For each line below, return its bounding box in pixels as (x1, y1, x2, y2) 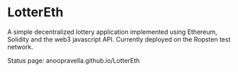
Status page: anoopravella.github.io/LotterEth (7, 56, 140, 64)
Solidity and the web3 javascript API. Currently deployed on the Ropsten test (7, 35, 231, 43)
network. (7, 42, 34, 51)
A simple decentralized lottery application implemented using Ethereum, (7, 28, 217, 36)
